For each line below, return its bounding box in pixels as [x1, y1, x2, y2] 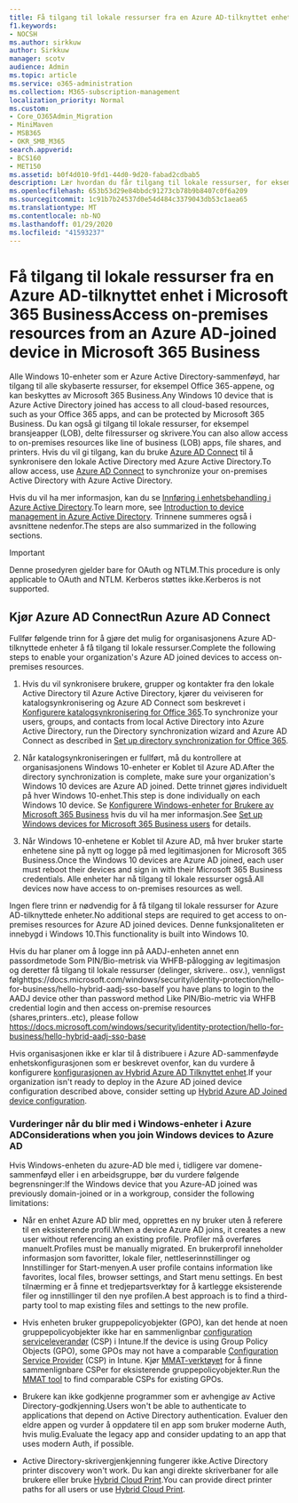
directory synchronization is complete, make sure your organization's [21, 771, 276, 783]
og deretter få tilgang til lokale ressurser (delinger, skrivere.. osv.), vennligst [9, 965, 286, 976]
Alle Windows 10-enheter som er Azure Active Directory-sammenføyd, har [9, 371, 281, 382]
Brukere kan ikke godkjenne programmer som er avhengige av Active [21, 1391, 276, 1402]
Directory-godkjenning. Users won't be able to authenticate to [21, 1401, 247, 1411]
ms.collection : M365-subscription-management [9, 87, 180, 96]
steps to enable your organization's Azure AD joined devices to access [9, 652, 268, 663]
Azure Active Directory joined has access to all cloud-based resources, [9, 399, 270, 410]
